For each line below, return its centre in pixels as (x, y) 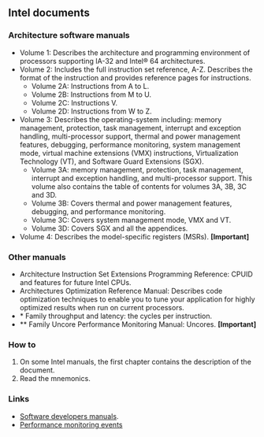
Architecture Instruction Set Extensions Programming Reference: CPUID (136, 274)
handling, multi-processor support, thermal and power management (130, 136)
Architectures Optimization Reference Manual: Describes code (121, 291)
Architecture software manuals (69, 35)
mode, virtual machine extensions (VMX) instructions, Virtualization (129, 153)
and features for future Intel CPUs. (75, 282)
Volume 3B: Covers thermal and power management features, (132, 203)
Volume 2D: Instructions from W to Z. (91, 111)
